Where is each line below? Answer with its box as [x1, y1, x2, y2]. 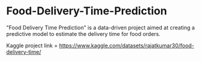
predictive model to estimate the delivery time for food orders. [6, 30, 161, 37]
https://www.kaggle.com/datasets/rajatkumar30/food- [59, 42, 194, 49]
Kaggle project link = [6, 42, 58, 49]
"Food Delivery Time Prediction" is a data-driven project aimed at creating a [6, 24, 195, 31]
